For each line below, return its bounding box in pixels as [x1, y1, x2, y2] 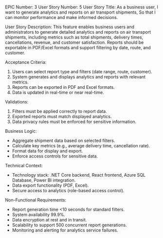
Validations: [5, 99, 29, 104]
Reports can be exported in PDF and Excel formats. [12, 84, 115, 90]
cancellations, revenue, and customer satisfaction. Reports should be [5, 40, 144, 45]
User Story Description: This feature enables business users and [5, 24, 135, 30]
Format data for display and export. [12, 148, 83, 154]
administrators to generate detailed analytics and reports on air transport [5, 29, 151, 35]
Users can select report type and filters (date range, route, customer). [12, 69, 152, 75]
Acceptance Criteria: [5, 59, 47, 65]
